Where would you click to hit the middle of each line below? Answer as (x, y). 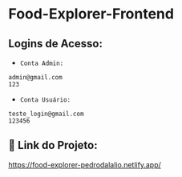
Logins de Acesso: (55, 44)
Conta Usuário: (45, 100)
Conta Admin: (42, 63)
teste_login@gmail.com (46, 114)
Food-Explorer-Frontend (91, 14)
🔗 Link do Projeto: (53, 145)
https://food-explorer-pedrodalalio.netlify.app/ (85, 164)
